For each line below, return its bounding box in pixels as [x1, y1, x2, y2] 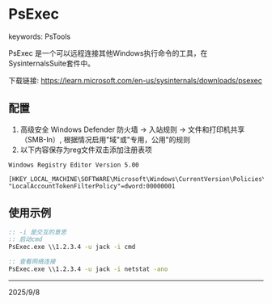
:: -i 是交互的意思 [8, 228, 67, 236]
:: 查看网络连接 [8, 258, 56, 266]
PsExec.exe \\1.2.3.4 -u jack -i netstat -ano [8, 265, 168, 273]
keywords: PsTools [8, 32, 71, 41]
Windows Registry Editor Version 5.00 [8, 161, 139, 169]
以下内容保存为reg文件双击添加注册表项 [19, 145, 152, 154]
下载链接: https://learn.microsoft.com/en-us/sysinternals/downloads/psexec [8, 75, 263, 85]
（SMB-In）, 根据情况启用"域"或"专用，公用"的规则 [19, 134, 191, 144]
